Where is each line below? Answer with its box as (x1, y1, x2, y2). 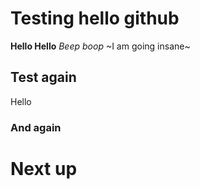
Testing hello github (10, 7, 180, 30)
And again (10, 120, 62, 134)
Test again (10, 69, 77, 86)
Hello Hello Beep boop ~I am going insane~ (10, 40, 191, 52)
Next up (10, 157, 78, 180)
